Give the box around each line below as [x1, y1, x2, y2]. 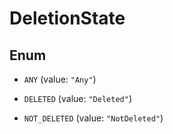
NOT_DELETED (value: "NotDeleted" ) [23, 112, 164, 124]
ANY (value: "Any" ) [23, 73, 97, 85]
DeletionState [9, 7, 126, 30]
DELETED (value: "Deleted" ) [23, 93, 132, 104]
